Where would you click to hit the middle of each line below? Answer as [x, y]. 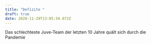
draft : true [17, 14]
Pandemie [15, 37]
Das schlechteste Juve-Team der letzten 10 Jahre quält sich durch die [75, 32]
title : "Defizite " [25, 9]
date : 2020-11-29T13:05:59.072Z [38, 18]
